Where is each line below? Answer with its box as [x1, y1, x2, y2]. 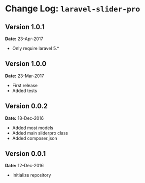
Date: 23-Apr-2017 [5, 36, 43, 42]
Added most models [12, 125, 54, 131]
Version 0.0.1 [5, 149, 46, 158]
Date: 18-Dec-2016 [5, 115, 44, 121]
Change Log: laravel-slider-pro [5, 3, 141, 14]
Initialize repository [12, 172, 51, 178]
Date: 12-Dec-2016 [5, 163, 44, 169]
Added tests [12, 88, 37, 93]
